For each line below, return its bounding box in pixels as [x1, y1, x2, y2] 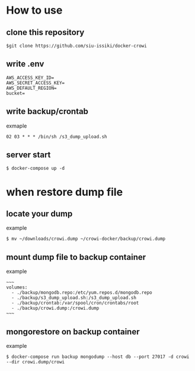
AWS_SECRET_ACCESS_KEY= [6, 80, 65, 86]
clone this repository [6, 27, 85, 37]
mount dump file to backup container [6, 252, 146, 262]
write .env [6, 59, 44, 69]
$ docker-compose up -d [6, 166, 65, 172]
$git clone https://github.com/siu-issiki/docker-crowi [6, 43, 147, 49]
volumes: [6, 284, 28, 291]
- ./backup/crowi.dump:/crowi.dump [11, 305, 100, 312]
